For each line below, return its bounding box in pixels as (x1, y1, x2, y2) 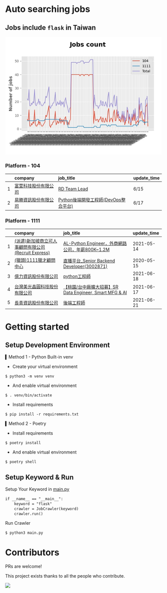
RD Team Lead (58, 186, 88, 192)
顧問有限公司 (19, 244, 46, 250)
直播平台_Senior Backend (63, 257, 115, 263)
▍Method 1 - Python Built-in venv (5, 354, 74, 360)
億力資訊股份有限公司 (14, 273, 59, 279)
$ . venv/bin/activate (5, 393, 52, 398)
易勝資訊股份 (14, 197, 41, 203)
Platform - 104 (5, 162, 41, 169)
